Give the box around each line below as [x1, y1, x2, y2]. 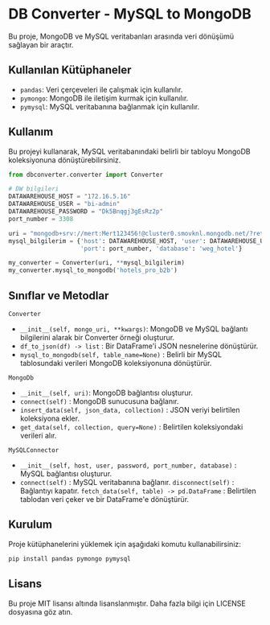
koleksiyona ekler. [19, 413, 80, 423]
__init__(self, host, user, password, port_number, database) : [19, 460, 237, 470]
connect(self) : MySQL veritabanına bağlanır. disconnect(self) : [19, 478, 235, 487]
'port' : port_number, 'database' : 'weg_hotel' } [80, 245, 243, 253]
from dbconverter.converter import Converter [8, 171, 163, 179]
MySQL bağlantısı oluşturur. [19, 469, 112, 479]
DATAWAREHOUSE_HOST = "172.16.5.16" [8, 192, 131, 201]
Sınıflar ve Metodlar [8, 289, 109, 302]
